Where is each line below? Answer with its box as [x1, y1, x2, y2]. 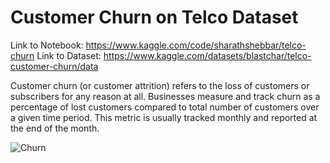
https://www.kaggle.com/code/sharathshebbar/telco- [85, 39, 307, 51]
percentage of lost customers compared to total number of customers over [10, 101, 320, 113]
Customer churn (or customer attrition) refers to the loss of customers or [10, 79, 310, 91]
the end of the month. [10, 122, 100, 134]
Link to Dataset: [36, 49, 102, 61]
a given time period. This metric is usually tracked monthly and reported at [10, 111, 318, 123]
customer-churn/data [10, 60, 99, 72]
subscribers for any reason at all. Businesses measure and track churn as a [10, 90, 321, 102]
